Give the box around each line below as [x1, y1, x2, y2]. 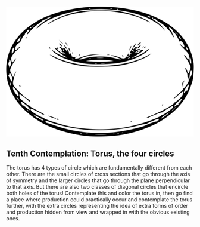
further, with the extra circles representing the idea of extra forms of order [6, 203, 189, 210]
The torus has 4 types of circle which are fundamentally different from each [6, 164, 192, 171]
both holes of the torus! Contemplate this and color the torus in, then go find [6, 189, 193, 197]
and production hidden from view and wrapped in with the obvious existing [6, 208, 190, 216]
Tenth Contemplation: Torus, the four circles [6, 148, 174, 158]
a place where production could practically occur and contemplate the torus [6, 196, 193, 203]
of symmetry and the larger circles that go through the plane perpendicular [6, 177, 190, 184]
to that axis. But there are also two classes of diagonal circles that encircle [6, 183, 189, 191]
